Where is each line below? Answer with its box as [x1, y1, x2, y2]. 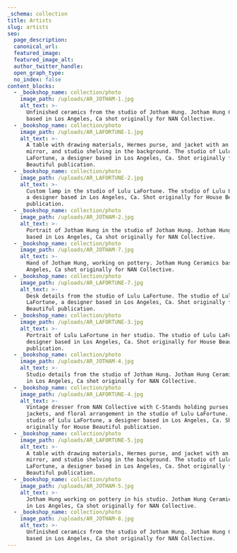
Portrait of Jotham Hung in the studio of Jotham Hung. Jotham [25, 226, 217, 233]
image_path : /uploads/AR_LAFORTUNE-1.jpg [20, 128, 143, 135]
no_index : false [13, 75, 61, 83]
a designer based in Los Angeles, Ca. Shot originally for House [25, 194, 222, 201]
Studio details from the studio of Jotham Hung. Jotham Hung [25, 371, 210, 378]
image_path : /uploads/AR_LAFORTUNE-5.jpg [20, 437, 143, 444]
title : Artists [7, 17, 52, 24]
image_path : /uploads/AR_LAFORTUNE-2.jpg [20, 174, 143, 181]
